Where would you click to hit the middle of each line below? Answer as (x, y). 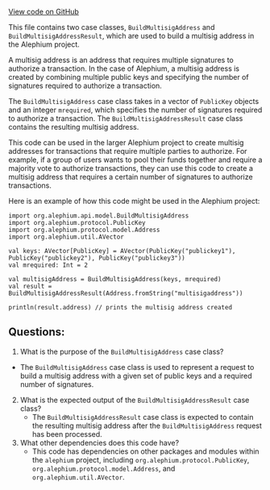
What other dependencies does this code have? (100, 442)
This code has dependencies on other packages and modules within (145, 451)
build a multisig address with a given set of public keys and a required (136, 376)
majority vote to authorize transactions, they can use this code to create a (131, 168)
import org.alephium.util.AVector (66, 237)
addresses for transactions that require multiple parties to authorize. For (128, 151)
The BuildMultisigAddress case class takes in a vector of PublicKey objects (134, 101)
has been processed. (67, 434)
